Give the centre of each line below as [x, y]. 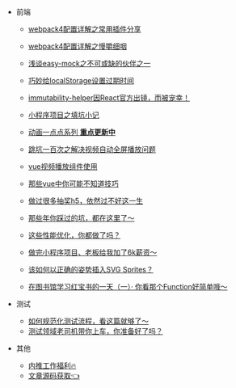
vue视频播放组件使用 [63, 167]
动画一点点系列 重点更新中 [72, 132]
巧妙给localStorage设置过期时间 [81, 80]
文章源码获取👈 [54, 375]
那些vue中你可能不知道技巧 [73, 183]
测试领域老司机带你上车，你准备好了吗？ [95, 331]
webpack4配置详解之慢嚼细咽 [78, 46]
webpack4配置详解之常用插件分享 [84, 29]
